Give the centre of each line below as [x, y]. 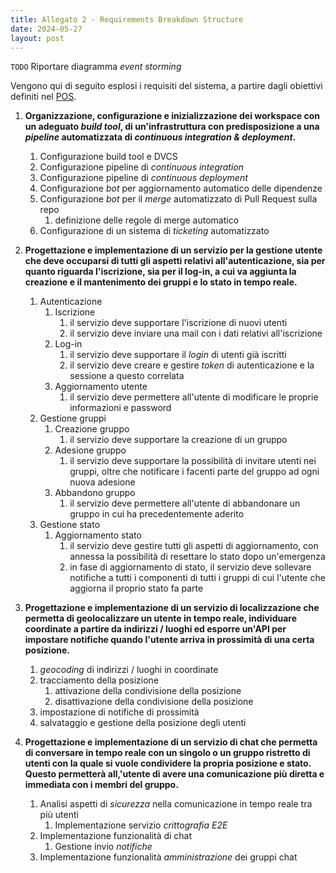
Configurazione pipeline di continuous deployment [143, 178]
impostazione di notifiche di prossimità [119, 712]
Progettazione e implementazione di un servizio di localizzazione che [172, 608]
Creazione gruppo [92, 429]
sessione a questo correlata [127, 376]
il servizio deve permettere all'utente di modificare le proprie [194, 397]
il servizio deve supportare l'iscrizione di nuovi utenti [178, 323]
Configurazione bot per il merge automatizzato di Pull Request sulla [178, 199]
